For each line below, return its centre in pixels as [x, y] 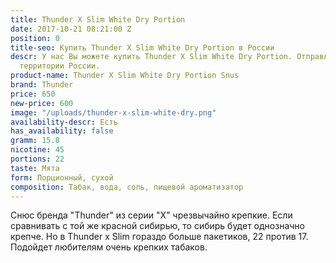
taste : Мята [35, 168]
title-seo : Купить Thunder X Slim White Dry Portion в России [142, 47]
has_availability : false [62, 131]
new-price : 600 [42, 103]
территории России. [60, 66]
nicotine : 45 [37, 150]
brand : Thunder [42, 85]
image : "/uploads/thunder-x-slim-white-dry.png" [113, 112]
